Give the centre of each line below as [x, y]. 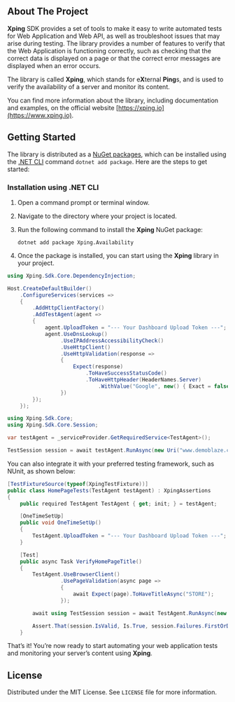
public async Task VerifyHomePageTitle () [81, 561]
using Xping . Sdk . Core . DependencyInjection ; [72, 276]
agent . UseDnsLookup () [76, 334]
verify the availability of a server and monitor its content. [88, 86]
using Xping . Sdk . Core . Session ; [53, 425]
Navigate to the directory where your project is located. [97, 216]
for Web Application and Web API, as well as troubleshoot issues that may [114, 36]
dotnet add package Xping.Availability [76, 242]
